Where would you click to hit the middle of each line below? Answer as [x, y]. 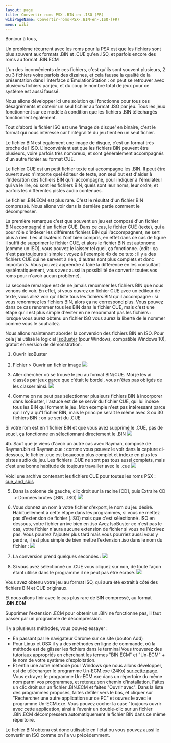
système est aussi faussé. [33, 91]
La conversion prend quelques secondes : [57, 557]
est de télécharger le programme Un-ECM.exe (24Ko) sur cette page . [86, 671]
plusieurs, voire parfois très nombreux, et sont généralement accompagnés [85, 153]
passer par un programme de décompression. [54, 619]
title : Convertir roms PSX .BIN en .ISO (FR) [54, 15]
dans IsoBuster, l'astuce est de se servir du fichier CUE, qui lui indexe [86, 401]
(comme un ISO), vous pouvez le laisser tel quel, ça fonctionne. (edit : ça [82, 249]
